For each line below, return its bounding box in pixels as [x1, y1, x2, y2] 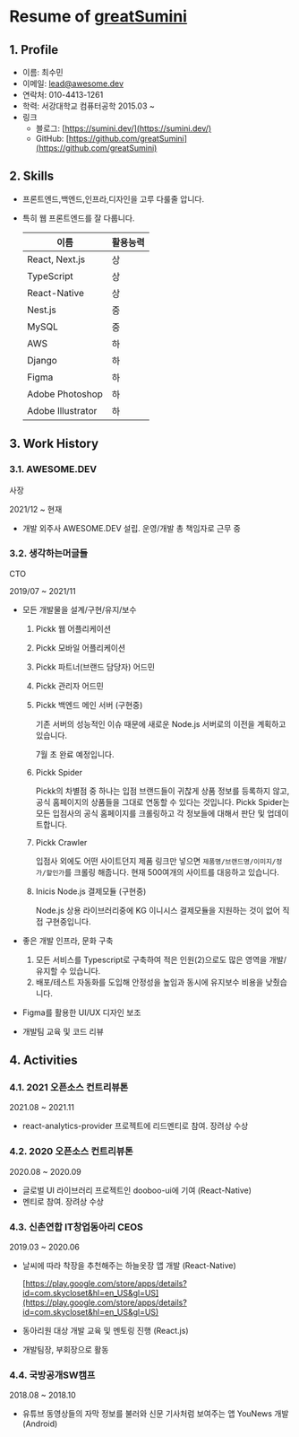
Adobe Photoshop [26, 388, 103, 400]
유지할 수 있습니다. [35, 965, 101, 976]
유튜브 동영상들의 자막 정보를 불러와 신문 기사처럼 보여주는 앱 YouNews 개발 [21, 1408, 289, 1419]
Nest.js [26, 303, 56, 316]
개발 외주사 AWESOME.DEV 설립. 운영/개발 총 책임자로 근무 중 [21, 522, 242, 533]
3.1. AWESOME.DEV [9, 463, 97, 476]
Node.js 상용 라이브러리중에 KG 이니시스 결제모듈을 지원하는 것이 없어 [35, 905, 280, 916]
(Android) [21, 1418, 58, 1429]
